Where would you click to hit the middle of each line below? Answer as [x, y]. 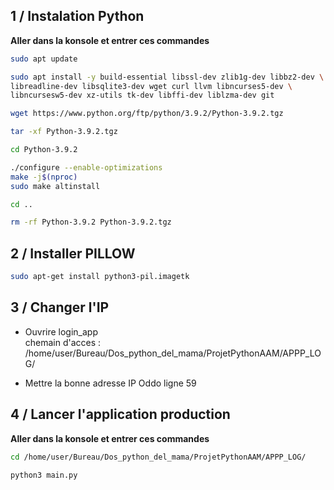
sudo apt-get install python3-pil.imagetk [100, 277]
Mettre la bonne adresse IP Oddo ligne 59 [110, 383]
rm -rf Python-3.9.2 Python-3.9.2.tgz [91, 222]
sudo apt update [44, 59]
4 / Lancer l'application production [120, 414]
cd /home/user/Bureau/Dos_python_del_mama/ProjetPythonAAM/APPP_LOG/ [158, 457]
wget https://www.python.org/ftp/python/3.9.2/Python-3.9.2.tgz [147, 114]
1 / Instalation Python [77, 16]
